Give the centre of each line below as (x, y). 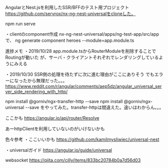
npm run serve (20, 24)
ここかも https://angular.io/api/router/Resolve (52, 118)
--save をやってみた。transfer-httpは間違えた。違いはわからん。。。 (94, 107)
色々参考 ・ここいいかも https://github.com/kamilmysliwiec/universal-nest (82, 139)
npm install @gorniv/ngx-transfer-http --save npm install (64, 101)
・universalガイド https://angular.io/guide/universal (59, 150)
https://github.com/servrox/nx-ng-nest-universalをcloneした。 (71, 14)
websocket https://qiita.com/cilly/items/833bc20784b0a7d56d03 (73, 160)
